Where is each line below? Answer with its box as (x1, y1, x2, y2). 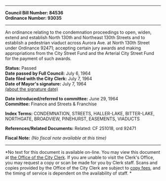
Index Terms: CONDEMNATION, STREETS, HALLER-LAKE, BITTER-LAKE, (5, 111, 155, 116)
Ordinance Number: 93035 (5, 15, 62, 21)
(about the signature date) (5, 86, 58, 92)
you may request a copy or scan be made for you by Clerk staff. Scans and (5, 160, 158, 166)
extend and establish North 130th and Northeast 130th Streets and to (5, 35, 145, 40)
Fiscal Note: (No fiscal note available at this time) (5, 135, 107, 141)
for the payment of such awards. (5, 55, 72, 61)
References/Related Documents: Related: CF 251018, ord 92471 (5, 126, 136, 131)
